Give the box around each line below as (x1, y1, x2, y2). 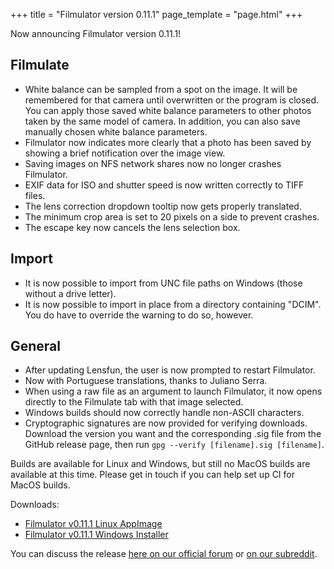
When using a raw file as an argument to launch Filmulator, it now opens (24, 385, 323, 398)
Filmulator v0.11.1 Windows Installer (24, 529, 169, 541)
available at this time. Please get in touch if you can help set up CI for (10, 469, 295, 481)
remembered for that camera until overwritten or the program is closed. (24, 94, 320, 106)
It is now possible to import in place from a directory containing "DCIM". (24, 298, 322, 310)
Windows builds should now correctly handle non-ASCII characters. (24, 407, 305, 419)
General (10, 338, 62, 355)
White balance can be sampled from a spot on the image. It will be (24, 83, 298, 95)
